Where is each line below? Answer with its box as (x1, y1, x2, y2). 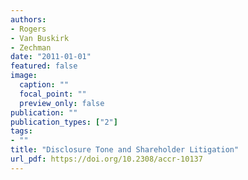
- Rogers (10, 24, 47, 34)
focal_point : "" (19, 89, 87, 99)
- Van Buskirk (10, 33, 70, 43)
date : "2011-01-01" (10, 52, 92, 62)
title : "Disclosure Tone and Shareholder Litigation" (10, 145, 240, 155)
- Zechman (10, 42, 52, 53)
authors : (10, 14, 47, 25)
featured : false (10, 61, 78, 71)
